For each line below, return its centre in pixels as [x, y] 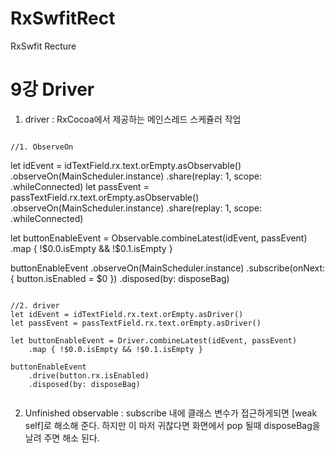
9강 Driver [52, 89]
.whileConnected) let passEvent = [80, 186]
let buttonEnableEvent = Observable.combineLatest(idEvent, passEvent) [159, 238]
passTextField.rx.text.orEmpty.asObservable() [105, 197]
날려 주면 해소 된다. [62, 438]
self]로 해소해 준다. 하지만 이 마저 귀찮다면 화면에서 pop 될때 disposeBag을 [172, 425]
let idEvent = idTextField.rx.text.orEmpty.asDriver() [127, 314]
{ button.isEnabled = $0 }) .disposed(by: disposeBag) [120, 278]
